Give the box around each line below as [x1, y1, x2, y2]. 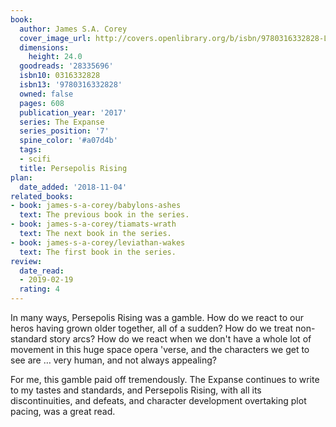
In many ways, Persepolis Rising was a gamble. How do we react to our [10, 312, 305, 323]
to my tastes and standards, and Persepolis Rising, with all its [10, 384, 262, 396]
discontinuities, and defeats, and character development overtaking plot [10, 395, 307, 406]
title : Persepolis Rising [19, 163, 128, 173]
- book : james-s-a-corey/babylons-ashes [10, 201, 182, 211]
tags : [19, 145, 43, 155]
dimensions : [19, 42, 70, 53]
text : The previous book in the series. [19, 210, 190, 220]
